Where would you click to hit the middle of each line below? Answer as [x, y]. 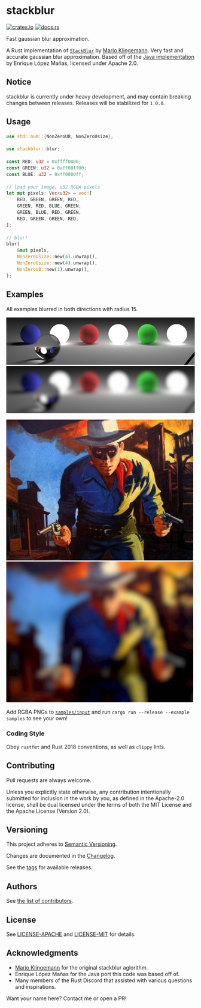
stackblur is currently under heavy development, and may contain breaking [99, 96]
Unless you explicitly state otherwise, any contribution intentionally [89, 792]
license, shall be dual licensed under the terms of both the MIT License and [99, 804]
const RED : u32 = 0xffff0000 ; [44, 162]
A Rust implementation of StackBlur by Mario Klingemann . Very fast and [95, 50]
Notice [19, 82]
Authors [22, 886]
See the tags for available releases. [49, 867]
